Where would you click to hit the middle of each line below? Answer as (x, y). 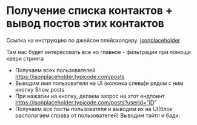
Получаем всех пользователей (55, 70)
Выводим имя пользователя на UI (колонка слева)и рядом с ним (99, 83)
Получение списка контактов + (90, 11)
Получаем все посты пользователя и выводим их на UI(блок (94, 109)
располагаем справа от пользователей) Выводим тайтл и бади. (98, 115)
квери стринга (25, 58)
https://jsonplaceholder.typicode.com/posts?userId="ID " (86, 102)
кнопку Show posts (40, 89)
